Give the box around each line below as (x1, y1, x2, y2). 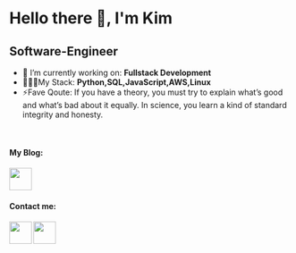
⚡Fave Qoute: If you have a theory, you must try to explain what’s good (21, 87, 283, 97)
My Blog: (9, 147, 44, 157)
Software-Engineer (9, 44, 119, 59)
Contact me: (9, 200, 56, 211)
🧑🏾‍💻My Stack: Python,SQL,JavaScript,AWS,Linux (21, 77, 212, 88)
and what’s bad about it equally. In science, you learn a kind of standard (21, 100, 288, 110)
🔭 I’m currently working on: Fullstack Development (21, 67, 212, 78)
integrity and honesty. (21, 109, 104, 120)
